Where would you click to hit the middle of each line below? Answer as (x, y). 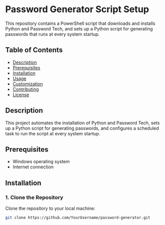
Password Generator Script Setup (77, 9)
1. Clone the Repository (34, 197)
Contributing (26, 89)
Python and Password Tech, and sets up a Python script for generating (79, 28)
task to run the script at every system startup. (53, 133)
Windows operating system (41, 162)
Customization (28, 84)
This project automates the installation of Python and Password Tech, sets (82, 123)
